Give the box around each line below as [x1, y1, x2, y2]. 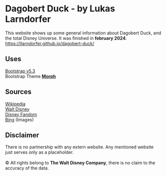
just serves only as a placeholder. [5, 149, 74, 155]
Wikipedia [5, 101, 26, 107]
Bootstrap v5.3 [5, 68, 36, 74]
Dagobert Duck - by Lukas [5, 3, 115, 14]
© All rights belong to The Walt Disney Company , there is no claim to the [5, 160, 156, 166]
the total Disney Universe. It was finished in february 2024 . [5, 35, 127, 41]
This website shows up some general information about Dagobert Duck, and [5, 30, 162, 36]
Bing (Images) [5, 117, 34, 122]
